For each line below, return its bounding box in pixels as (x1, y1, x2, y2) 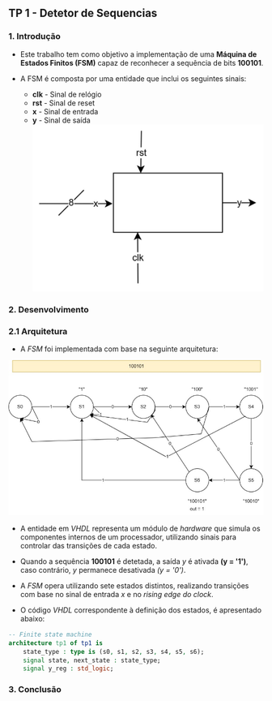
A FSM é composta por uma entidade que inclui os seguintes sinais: (19, 73, 247, 84)
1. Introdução (8, 31, 61, 42)
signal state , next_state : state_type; (23, 656, 161, 664)
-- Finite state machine (8, 630, 92, 639)
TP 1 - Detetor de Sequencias (8, 6, 158, 20)
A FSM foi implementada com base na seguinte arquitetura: (19, 344, 219, 354)
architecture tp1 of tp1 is (8, 639, 104, 647)
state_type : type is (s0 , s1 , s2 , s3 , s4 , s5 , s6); (23, 647, 205, 656)
